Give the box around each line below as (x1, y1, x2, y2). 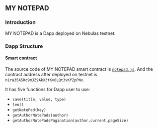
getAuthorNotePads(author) (12, 113, 69, 118)
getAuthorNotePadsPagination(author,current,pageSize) (12, 118, 129, 123)
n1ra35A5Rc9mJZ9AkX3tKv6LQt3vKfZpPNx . (5, 77, 84, 83)
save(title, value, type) (12, 97, 66, 102)
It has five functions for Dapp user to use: (5, 86, 90, 92)
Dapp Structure (5, 42, 43, 49)
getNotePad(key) (12, 107, 46, 113)
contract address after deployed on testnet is (5, 71, 98, 77)
